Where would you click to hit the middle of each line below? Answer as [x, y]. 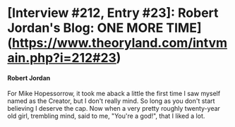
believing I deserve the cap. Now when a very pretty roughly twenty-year [114, 109]
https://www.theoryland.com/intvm [120, 43]
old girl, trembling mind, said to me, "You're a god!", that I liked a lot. [106, 116]
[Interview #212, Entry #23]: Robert [113, 13]
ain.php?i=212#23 [62, 58]
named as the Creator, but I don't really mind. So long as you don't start [111, 101]
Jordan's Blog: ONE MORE [85, 28]
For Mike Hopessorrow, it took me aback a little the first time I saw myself [114, 94]
